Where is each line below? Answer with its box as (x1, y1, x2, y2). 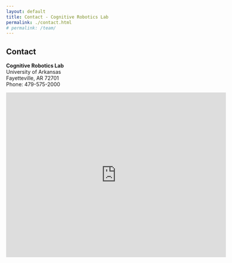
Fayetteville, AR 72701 (6, 74, 59, 82)
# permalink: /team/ (6, 25, 57, 31)
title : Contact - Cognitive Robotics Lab (6, 14, 109, 20)
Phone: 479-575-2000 (6, 81, 60, 88)
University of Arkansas (6, 69, 62, 76)
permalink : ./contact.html (6, 19, 72, 25)
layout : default (6, 8, 46, 15)
